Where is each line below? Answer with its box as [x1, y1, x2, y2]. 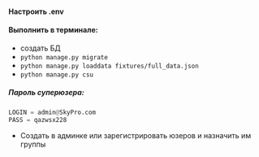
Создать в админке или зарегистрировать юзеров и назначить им [19, 130, 252, 140]
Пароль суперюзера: [8, 88, 84, 98]
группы [19, 139, 46, 149]
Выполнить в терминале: [8, 25, 99, 35]
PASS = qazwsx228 [8, 116, 67, 124]
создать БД [19, 43, 61, 53]
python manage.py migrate [19, 53, 108, 61]
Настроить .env [8, 7, 64, 16]
